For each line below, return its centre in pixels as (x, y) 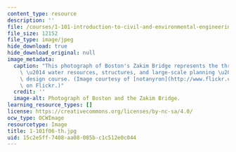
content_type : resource (42, 14)
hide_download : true (38, 46)
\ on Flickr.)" (42, 85)
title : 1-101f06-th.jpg (42, 131)
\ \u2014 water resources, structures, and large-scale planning (118, 72)
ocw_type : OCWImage (36, 118)
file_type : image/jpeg (40, 40)
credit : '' (29, 92)
